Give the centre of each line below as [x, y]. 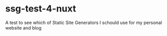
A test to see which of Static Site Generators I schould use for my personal [84, 22]
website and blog [23, 27]
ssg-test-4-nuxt [41, 9]
